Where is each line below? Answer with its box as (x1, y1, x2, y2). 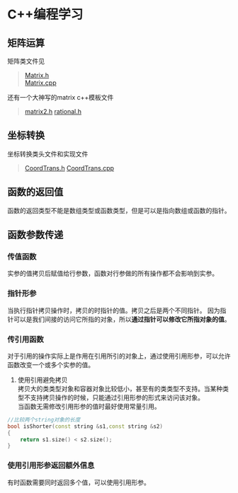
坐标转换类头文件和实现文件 (7, 149, 89, 158)
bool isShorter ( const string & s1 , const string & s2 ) (7, 422, 163, 430)
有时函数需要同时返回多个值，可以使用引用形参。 (7, 478, 150, 487)
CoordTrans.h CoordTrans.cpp (24, 163, 115, 172)
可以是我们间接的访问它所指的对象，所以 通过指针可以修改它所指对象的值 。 (13, 315, 231, 323)
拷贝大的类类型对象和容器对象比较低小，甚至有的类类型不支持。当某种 (17, 384, 223, 393)
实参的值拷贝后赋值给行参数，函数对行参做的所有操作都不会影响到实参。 (7, 269, 218, 278)
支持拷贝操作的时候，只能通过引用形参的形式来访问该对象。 (30, 393, 204, 402)
